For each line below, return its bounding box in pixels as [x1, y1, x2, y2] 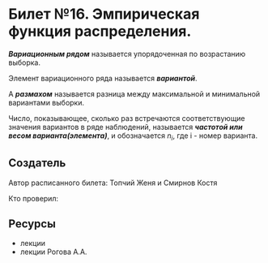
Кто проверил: [8, 193, 59, 203]
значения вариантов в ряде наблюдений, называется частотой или [8, 122, 243, 131]
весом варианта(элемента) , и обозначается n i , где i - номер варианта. [8, 131, 257, 142]
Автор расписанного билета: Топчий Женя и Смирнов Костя [8, 178, 218, 188]
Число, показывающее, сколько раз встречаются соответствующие [8, 113, 245, 123]
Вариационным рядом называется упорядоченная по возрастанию [8, 49, 246, 58]
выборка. [8, 58, 40, 67]
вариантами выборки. [8, 97, 85, 107]
